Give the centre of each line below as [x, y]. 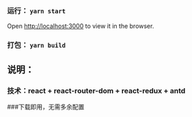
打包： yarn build [37, 45]
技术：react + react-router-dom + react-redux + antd [96, 90]
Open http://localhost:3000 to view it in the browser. [81, 26]
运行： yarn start [37, 10]
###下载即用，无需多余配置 [46, 107]
